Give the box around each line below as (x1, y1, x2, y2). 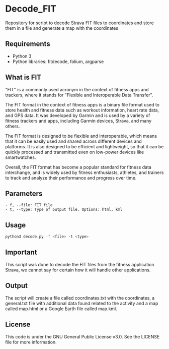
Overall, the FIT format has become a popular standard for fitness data (5, 164, 152, 170)
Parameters (5, 189, 43, 198)
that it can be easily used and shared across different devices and (5, 138, 142, 144)
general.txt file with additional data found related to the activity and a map (5, 300, 158, 306)
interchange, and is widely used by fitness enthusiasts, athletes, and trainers (5, 169, 164, 176)
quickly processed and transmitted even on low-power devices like (5, 149, 144, 155)
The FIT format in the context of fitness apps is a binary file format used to (5, 101, 160, 107)
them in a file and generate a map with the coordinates (5, 25, 119, 31)
